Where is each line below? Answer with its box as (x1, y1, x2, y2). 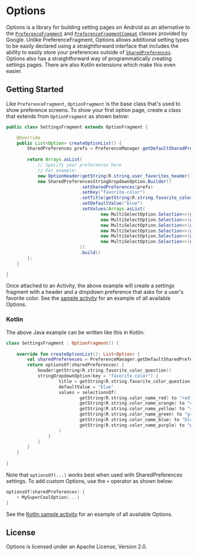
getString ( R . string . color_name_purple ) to (79, 422, 185, 428)
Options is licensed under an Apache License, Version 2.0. (6, 543, 148, 550)
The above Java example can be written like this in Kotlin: (6, 329, 145, 336)
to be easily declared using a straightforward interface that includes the (6, 42, 179, 49)
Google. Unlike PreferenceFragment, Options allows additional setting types (6, 36, 189, 43)
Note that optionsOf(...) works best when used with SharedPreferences (6, 471, 183, 478)
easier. (6, 67, 22, 74)
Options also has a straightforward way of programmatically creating (6, 55, 172, 62)
